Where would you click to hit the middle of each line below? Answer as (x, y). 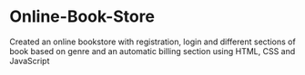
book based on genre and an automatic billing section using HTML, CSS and (152, 51)
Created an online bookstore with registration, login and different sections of (152, 42)
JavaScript (30, 61)
